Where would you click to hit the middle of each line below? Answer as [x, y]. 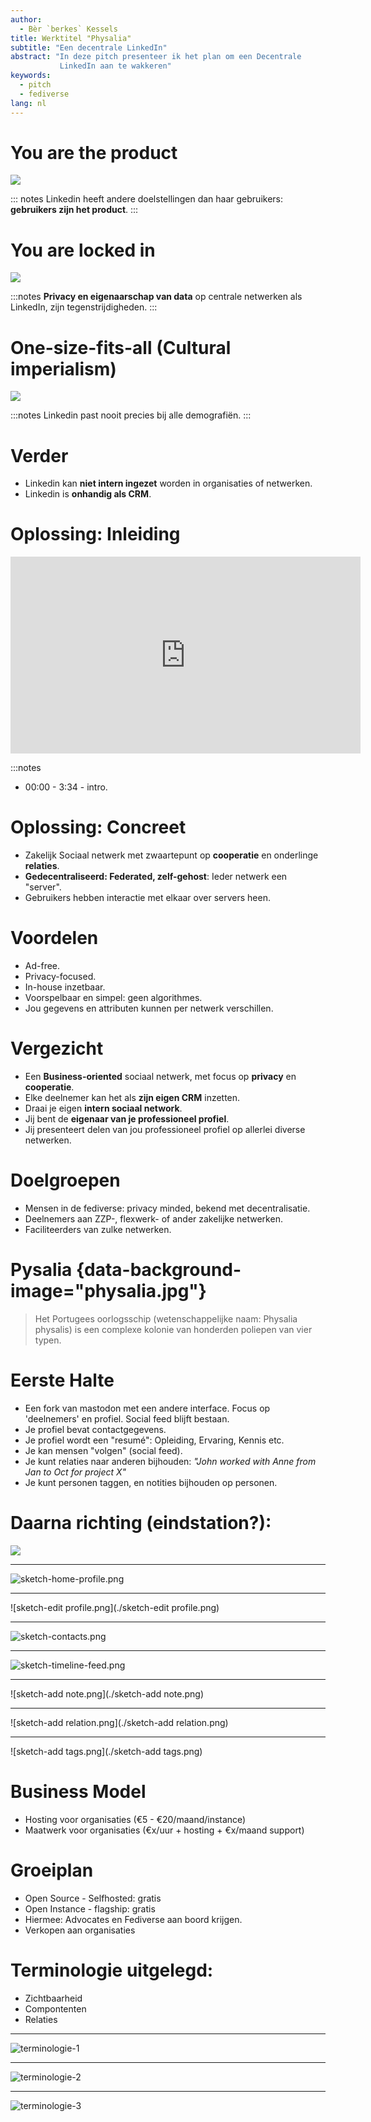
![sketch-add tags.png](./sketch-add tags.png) [106, 1751]
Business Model [78, 1791]
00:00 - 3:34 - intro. [66, 787]
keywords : [31, 76]
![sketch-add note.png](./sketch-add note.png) [107, 1693]
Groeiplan [52, 1870]
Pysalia [41, 1270]
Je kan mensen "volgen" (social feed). [103, 1450]
